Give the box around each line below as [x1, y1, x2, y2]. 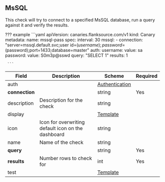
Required [136, 72, 158, 79]
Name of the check [39, 139, 83, 146]
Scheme [104, 72, 124, 79]
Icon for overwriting [39, 118, 85, 125]
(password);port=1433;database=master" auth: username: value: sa [5, 47, 143, 53]
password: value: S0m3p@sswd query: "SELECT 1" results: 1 [5, 52, 128, 58]
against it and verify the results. [5, 22, 69, 28]
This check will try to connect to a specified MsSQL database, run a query [5, 17, 155, 23]
